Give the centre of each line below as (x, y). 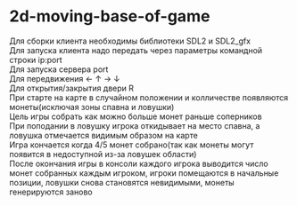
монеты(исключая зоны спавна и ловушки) (92, 107)
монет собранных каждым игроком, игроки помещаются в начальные (144, 173)
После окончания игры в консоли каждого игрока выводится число (139, 163)
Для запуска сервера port (59, 69)
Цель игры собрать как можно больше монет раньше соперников (136, 116)
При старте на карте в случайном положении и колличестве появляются (149, 97)
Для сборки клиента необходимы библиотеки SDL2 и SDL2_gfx (130, 41)
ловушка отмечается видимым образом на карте (103, 135)
